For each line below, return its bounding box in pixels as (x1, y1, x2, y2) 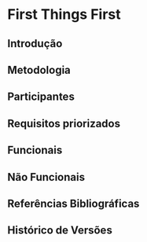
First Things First (7, 5, 121, 24)
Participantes (7, 90, 75, 104)
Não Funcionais (7, 170, 86, 184)
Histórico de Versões (7, 224, 113, 237)
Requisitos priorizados (7, 116, 121, 130)
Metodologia (7, 63, 72, 76)
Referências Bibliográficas (7, 196, 140, 210)
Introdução (7, 37, 63, 50)
